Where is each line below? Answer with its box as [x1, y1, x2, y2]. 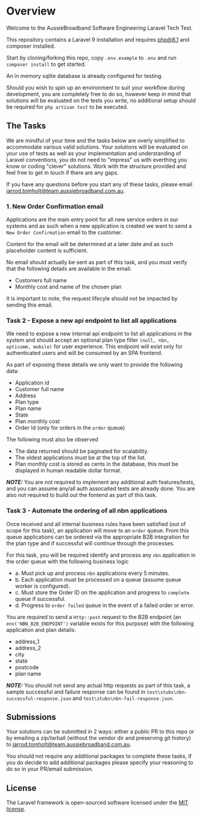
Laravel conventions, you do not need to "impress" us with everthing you [6, 156, 188, 163]
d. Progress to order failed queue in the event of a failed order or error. [14, 602, 195, 609]
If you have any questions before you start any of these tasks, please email [6, 180, 193, 188]
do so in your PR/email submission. [6, 765, 93, 773]
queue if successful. [14, 595, 66, 602]
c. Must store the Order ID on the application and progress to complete [14, 588, 190, 596]
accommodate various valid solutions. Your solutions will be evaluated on [6, 143, 188, 151]
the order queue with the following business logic [6, 557, 129, 565]
